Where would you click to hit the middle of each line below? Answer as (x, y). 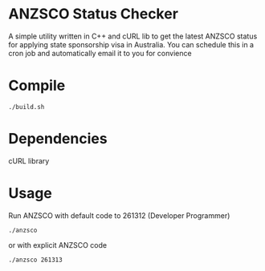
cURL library (29, 160)
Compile (37, 86)
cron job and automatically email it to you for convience (100, 53)
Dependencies (58, 139)
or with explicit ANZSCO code (57, 245)
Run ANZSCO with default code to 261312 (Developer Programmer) (119, 215)
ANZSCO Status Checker (94, 14)
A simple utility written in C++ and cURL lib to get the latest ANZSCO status (133, 36)
